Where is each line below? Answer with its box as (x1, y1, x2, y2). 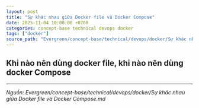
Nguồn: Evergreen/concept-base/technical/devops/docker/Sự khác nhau (6, 88, 185, 96)
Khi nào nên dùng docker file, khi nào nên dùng (6, 58, 184, 68)
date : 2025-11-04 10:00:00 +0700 (6, 20, 89, 26)
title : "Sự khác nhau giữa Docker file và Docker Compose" (6, 14, 155, 20)
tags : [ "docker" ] (6, 31, 49, 37)
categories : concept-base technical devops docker (6, 25, 134, 31)
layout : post (6, 8, 38, 15)
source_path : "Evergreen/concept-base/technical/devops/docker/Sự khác (6, 36, 187, 42)
